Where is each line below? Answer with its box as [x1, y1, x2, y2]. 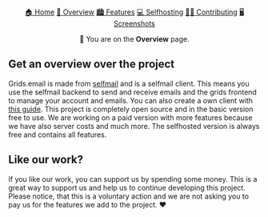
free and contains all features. [8, 130, 107, 139]
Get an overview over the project [8, 58, 175, 71]
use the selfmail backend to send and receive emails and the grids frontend [8, 87, 258, 97]
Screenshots [113, 19, 156, 28]
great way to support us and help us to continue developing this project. [8, 183, 246, 192]
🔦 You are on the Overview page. [79, 34, 190, 43]
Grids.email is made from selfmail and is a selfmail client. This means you [8, 78, 250, 88]
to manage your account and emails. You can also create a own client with [8, 95, 254, 105]
